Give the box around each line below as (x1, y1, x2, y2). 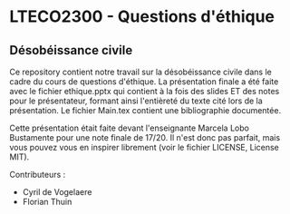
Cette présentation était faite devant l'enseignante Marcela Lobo (9, 122, 249, 133)
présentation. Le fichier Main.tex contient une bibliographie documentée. (9, 105, 282, 115)
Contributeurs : (9, 170, 66, 180)
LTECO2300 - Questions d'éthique (9, 6, 275, 27)
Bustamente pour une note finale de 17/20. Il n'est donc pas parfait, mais (9, 132, 281, 142)
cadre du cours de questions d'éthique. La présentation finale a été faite (9, 76, 279, 87)
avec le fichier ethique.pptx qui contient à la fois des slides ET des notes (9, 86, 280, 96)
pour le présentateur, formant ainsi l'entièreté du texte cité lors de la (9, 95, 263, 106)
